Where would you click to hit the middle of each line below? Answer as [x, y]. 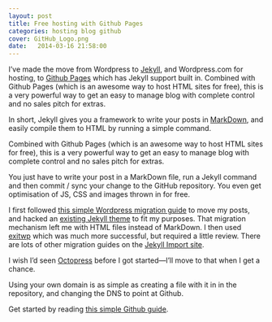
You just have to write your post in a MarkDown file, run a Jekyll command [133, 177]
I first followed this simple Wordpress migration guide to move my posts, [129, 210]
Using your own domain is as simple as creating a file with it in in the [123, 285]
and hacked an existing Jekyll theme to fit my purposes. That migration [127, 219]
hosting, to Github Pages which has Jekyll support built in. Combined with [132, 78]
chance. [22, 269]
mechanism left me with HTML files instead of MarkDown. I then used [125, 228]
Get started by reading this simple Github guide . [89, 309]
